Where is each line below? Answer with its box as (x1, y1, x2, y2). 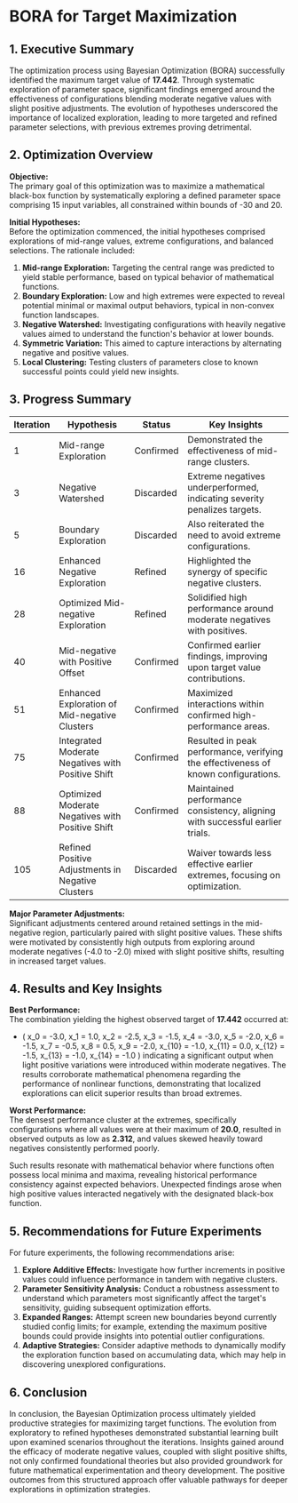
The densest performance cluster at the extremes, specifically (9, 1115, 237, 1125)
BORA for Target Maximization (9, 6, 238, 27)
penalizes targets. (187, 503, 262, 516)
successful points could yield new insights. (21, 366, 180, 377)
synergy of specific (187, 565, 268, 578)
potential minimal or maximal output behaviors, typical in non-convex (21, 300, 275, 310)
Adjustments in (59, 863, 122, 875)
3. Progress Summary (9, 392, 132, 407)
